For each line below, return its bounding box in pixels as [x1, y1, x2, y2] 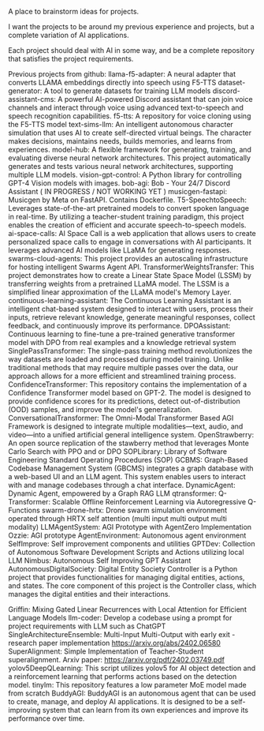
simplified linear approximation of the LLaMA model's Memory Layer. [8, 287, 232, 297]
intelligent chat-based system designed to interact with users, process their [8, 304, 254, 313]
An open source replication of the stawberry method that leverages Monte [8, 438, 250, 448]
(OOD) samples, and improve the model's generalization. [8, 405, 193, 414]
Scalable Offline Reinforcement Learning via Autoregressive [52, 497, 247, 506]
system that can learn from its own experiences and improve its [42, 706, 249, 714]
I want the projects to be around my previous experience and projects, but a [8, 22, 255, 31]
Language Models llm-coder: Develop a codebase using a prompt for [8, 613, 232, 622]
